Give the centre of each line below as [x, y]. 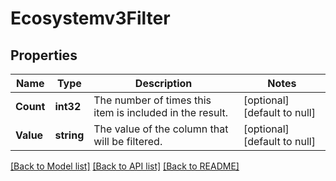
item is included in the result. [161, 112]
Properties [44, 55]
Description [163, 83]
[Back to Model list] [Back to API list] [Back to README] [125, 166]
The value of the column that [161, 129]
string [69, 135]
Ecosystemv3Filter [90, 18]
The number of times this [152, 100]
